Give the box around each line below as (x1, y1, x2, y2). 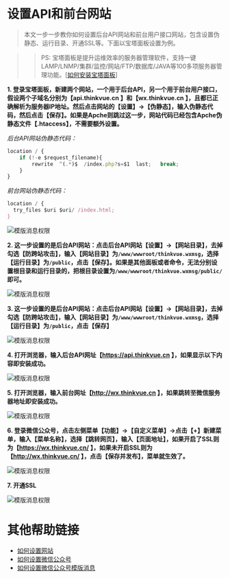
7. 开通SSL (7, 481, 37, 489)
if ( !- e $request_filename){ (19, 154, 103, 161)
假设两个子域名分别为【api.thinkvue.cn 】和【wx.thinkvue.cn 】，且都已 (7, 93, 213, 102)
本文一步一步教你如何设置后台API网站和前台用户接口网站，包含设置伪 (23, 30, 220, 38)
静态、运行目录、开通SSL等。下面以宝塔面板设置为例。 (23, 38, 179, 47)
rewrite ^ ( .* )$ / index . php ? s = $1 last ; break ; (31, 161, 179, 167)
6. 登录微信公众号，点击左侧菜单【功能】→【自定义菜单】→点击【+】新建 (7, 426, 216, 435)
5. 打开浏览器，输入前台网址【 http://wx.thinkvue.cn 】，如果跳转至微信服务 (7, 389, 220, 397)
